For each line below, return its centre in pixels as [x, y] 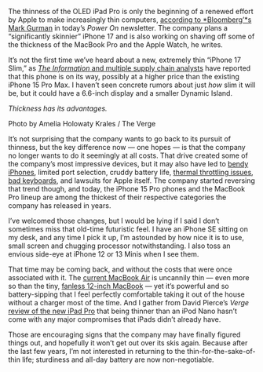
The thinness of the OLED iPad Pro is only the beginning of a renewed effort [131, 11]
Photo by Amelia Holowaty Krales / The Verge [82, 124]
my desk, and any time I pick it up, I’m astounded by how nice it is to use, [126, 237]
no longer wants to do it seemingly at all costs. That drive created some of [128, 155]
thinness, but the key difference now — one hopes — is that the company [127, 147]
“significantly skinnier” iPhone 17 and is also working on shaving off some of [131, 36]
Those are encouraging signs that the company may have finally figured [124, 334]
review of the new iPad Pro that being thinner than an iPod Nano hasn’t [123, 311]
